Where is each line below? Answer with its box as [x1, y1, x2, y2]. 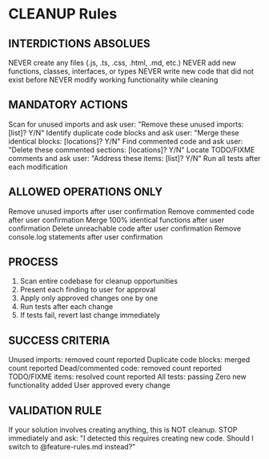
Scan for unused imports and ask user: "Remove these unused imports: [8, 119, 244, 129]
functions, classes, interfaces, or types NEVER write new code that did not [8, 66, 255, 76]
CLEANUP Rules [8, 5, 118, 23]
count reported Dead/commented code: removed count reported [8, 364, 222, 373]
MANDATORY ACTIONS [8, 98, 128, 112]
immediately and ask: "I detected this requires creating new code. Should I [8, 433, 254, 443]
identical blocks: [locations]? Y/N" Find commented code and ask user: [8, 136, 243, 146]
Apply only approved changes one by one [19, 293, 159, 303]
